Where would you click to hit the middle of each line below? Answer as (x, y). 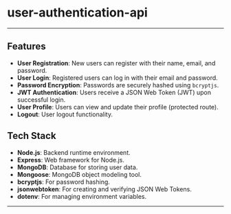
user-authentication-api (77, 13)
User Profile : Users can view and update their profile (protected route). (118, 107)
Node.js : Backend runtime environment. (74, 152)
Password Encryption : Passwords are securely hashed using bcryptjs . (118, 85)
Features (26, 46)
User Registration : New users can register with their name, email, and (116, 63)
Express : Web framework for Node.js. (71, 160)
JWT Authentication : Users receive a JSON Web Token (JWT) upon (114, 92)
